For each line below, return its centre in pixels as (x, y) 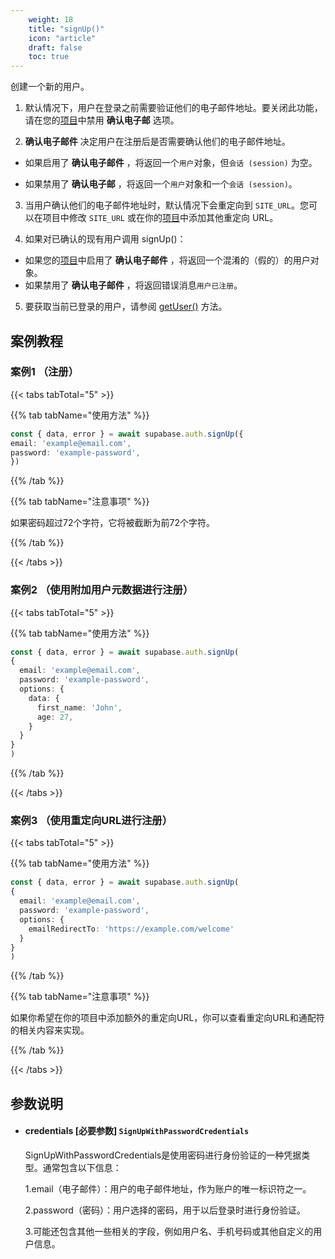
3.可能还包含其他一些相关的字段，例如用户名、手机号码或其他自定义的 (169, 1231)
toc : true (49, 57)
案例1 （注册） (45, 372)
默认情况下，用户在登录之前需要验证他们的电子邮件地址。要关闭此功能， (173, 108)
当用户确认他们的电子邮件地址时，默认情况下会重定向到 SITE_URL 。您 (167, 205)
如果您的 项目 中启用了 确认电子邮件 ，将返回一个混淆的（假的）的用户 (167, 260)
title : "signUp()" (66, 29)
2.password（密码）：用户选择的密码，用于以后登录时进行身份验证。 (165, 1210)
